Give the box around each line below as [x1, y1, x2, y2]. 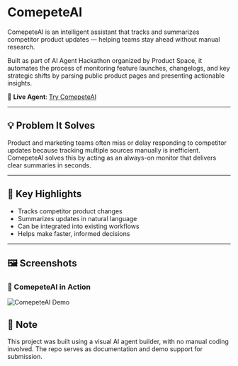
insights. [7, 78, 33, 87]
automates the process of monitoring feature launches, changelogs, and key [7, 64, 230, 72]
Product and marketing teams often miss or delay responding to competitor [7, 138, 227, 147]
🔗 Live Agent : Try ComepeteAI [7, 93, 97, 101]
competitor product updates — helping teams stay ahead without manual [7, 35, 220, 43]
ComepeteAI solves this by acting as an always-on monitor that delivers [7, 153, 217, 162]
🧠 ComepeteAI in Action [7, 282, 91, 292]
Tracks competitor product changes [17, 206, 123, 216]
